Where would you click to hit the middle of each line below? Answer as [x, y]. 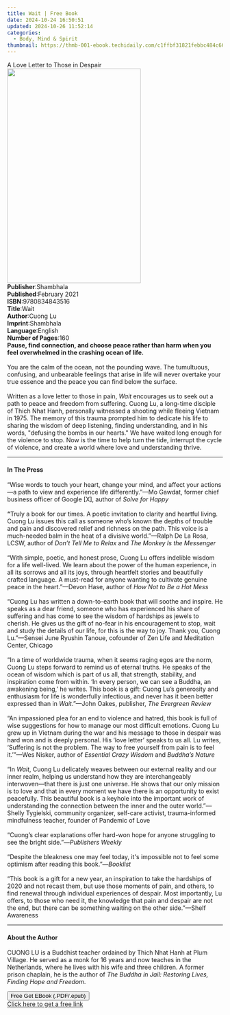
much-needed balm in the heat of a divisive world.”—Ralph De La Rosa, [108, 536]
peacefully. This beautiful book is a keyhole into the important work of [106, 799]
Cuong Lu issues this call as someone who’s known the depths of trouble [110, 521]
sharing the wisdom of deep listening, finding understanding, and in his [107, 425]
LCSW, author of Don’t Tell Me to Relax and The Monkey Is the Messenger [112, 543]
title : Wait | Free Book [42, 13]
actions [211, 485]
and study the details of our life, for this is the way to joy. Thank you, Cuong [114, 631]
